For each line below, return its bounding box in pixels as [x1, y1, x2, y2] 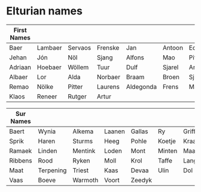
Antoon [162, 43, 184, 52]
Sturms [72, 137, 93, 145]
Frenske [96, 43, 120, 52]
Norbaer [96, 73, 121, 81]
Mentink [72, 146, 96, 155]
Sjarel [162, 63, 179, 71]
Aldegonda [126, 82, 157, 91]
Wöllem [68, 63, 89, 71]
